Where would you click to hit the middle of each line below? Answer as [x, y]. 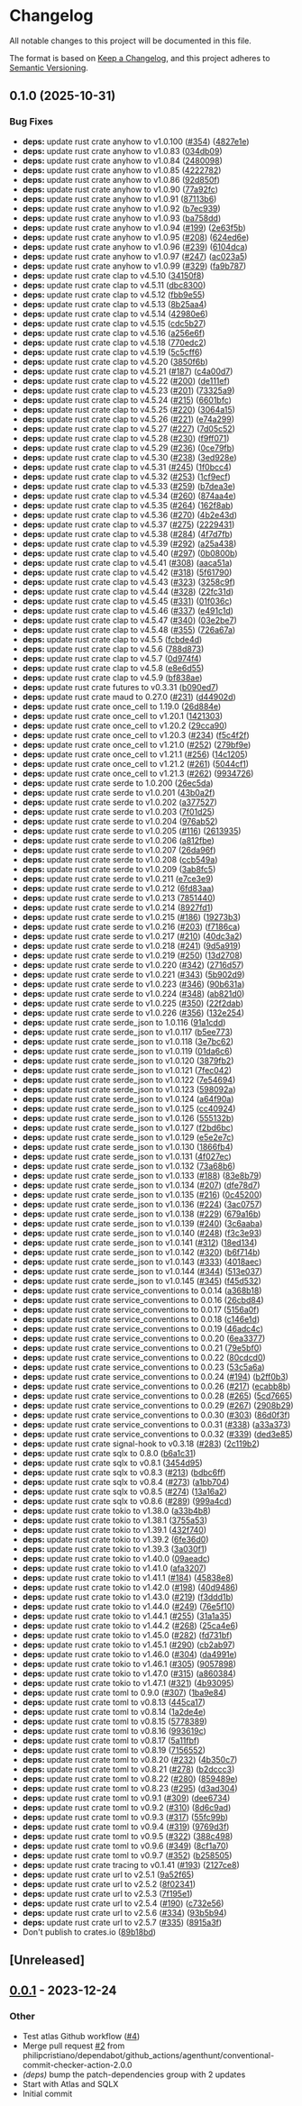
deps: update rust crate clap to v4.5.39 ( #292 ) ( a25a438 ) [129, 543]
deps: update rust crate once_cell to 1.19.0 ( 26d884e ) [122, 706]
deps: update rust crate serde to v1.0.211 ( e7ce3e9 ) [118, 879]
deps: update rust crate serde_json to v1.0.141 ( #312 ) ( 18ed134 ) [140, 1242]
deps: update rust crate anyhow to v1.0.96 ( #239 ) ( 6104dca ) [135, 246]
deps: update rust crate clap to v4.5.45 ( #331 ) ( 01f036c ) [127, 601]
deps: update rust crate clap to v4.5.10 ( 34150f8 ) [113, 275]
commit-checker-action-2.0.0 [77, 2065]
